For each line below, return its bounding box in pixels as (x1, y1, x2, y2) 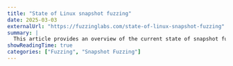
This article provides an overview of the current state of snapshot (13, 36, 218, 43)
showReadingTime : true (7, 42, 73, 49)
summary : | (7, 29, 39, 36)
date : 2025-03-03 (7, 16, 58, 23)
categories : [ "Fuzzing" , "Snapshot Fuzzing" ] (7, 49, 141, 56)
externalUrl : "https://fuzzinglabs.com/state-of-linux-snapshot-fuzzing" (7, 23, 225, 30)
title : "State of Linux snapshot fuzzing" (7, 10, 132, 17)
